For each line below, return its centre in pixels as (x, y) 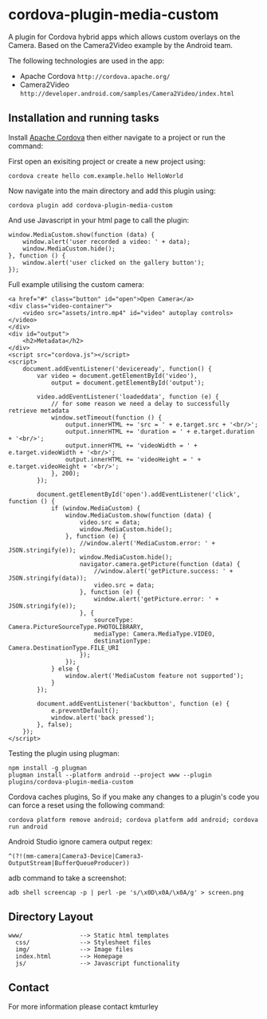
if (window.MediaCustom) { (96, 508)
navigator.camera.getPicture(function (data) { (160, 564)
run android (28, 827)
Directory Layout (51, 917)
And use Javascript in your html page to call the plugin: (99, 220)
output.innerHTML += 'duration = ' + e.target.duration (160, 431)
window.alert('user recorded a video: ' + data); (107, 242)
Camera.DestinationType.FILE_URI (64, 647)
